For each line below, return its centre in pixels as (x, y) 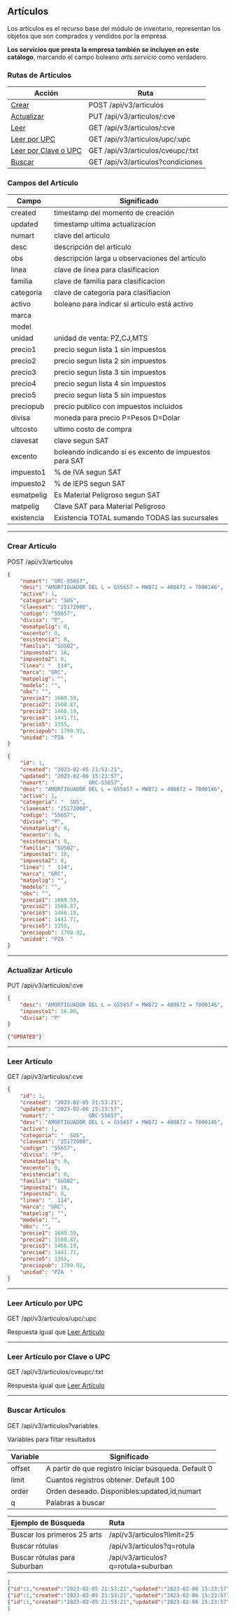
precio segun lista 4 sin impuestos (110, 383)
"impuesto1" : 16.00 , (50, 1011)
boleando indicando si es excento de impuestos (132, 452)
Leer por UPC (33, 140)
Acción (46, 93)
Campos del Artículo (43, 183)
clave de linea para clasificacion (106, 270)
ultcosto (24, 429)
